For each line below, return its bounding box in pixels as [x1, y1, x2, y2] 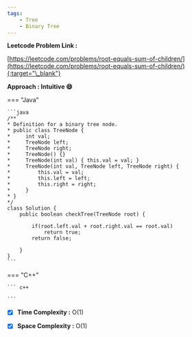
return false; [32, 235, 72, 242]
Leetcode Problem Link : [7, 42, 77, 50]
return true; [43, 229, 81, 236]
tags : [7, 10, 23, 17]
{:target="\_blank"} [7, 69, 61, 77]
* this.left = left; [7, 175, 91, 182]
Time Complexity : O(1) [16, 308, 84, 316]
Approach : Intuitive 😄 [7, 83, 73, 91]
